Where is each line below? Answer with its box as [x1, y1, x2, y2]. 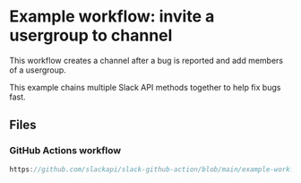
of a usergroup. [9, 65, 67, 75]
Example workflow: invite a [9, 6, 215, 27]
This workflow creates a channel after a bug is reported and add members [9, 55, 284, 65]
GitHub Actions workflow [9, 144, 122, 157]
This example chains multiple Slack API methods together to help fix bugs [9, 82, 281, 92]
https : [9, 164, 34, 174]
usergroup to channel [9, 25, 173, 46]
